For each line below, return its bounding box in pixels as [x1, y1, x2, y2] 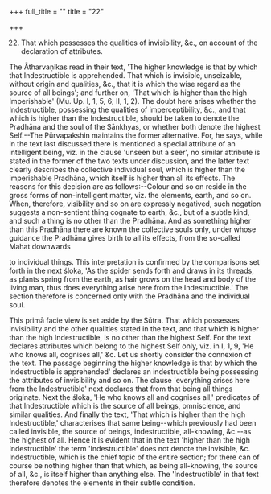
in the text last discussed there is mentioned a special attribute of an [9, 139, 236, 148]
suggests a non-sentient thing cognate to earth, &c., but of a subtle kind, [9, 208, 250, 216]
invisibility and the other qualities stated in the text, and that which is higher [9, 324, 260, 333]
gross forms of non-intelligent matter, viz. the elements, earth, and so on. [9, 191, 252, 200]
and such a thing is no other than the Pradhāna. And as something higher [9, 216, 252, 225]
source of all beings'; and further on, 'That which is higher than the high [9, 88, 248, 97]
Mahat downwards [9, 241, 71, 251]
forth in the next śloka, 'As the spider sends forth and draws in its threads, [9, 266, 254, 275]
